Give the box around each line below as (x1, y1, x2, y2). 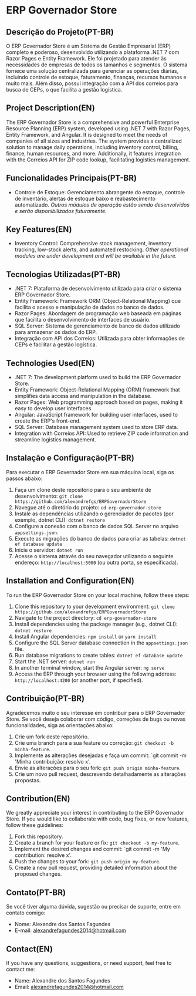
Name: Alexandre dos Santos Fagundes (14, 977, 110, 984)
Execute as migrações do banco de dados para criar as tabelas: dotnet (14, 535, 186, 542)
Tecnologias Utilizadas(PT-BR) (6, 269, 121, 279)
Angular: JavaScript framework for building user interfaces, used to (14, 411, 178, 418)
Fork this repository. (14, 833, 63, 840)
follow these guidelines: (6, 822, 63, 829)
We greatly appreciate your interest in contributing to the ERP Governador (6, 809, 185, 816)
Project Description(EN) (6, 103, 95, 113)
